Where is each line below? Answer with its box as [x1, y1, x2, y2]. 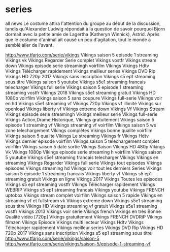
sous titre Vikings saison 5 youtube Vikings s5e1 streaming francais [5, 79, 146, 85]
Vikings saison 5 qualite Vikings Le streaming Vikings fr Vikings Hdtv [5, 133, 149, 139]
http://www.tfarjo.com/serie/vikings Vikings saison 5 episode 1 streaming [5, 52, 158, 58]
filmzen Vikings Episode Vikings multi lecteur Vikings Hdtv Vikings [5, 219, 144, 225]
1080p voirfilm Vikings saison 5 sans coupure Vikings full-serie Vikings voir [5, 95, 162, 101]
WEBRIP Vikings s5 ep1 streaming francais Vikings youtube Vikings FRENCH [5, 186, 165, 193]
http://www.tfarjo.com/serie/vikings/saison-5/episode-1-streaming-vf [5, 240, 151, 247]
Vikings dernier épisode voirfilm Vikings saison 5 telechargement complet [5, 138, 160, 144]
